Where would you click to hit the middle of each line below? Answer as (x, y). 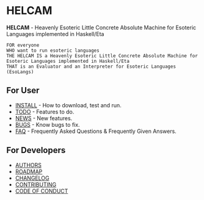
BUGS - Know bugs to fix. (48, 124)
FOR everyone (23, 45)
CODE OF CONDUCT (42, 191)
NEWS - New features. (44, 118)
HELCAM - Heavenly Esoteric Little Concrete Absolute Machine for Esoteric (101, 27)
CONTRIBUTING (36, 184)
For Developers (36, 150)
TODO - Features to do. (45, 112)
